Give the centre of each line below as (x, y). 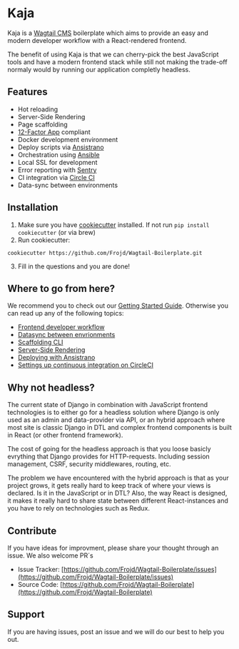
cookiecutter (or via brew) (57, 232)
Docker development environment (68, 139)
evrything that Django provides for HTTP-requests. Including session (109, 457)
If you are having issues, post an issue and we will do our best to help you (116, 632)
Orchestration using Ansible (59, 154)
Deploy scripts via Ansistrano (61, 147)
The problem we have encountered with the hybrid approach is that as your (118, 478)
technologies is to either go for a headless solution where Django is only (113, 413)
